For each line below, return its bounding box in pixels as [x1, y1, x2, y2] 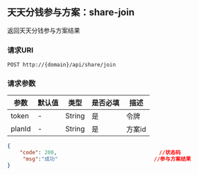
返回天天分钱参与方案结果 [7, 26, 80, 35]
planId [10, 124, 31, 133]
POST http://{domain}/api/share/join [7, 62, 116, 68]
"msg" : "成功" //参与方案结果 [22, 156, 192, 163]
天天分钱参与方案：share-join [7, 6, 135, 19]
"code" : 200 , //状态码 [19, 149, 181, 156]
